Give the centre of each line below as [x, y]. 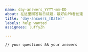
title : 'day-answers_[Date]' [35, 18]
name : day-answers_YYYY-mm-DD [36, 9]
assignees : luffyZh [25, 27]
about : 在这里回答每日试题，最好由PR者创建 [44, 14]
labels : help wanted [26, 23]
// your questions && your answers [41, 45]
